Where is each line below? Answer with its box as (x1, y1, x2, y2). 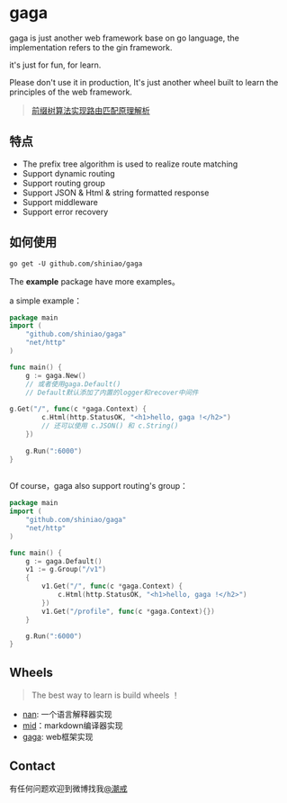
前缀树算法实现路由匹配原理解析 (31, 104, 150, 115)
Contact (9, 758, 56, 773)
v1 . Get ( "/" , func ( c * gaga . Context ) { (41, 582, 184, 591)
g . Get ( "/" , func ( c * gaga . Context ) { (9, 404, 147, 414)
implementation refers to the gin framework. (9, 41, 173, 52)
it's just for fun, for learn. (9, 59, 102, 70)
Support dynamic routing (22, 167, 115, 178)
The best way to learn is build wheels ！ (31, 690, 180, 700)
